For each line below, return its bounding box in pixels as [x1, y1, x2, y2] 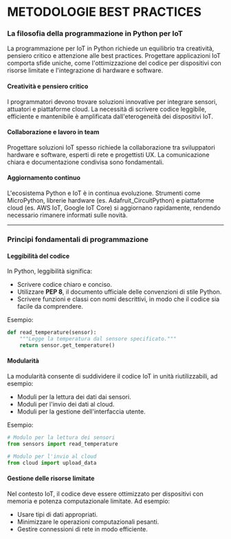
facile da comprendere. [16, 303, 84, 311]
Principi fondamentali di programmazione [7, 235, 149, 245]
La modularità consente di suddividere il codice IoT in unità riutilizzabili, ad [7, 372, 218, 380]
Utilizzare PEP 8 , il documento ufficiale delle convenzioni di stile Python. [16, 287, 222, 296]
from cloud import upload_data [7, 459, 97, 466]
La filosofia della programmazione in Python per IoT [7, 29, 184, 39]
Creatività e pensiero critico [7, 82, 89, 90]
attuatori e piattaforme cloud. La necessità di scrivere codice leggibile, [7, 105, 207, 113]
